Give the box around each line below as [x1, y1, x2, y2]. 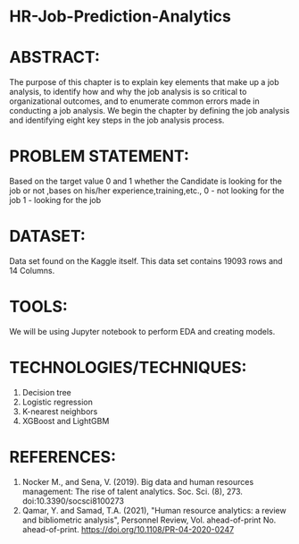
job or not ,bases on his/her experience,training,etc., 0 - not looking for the [9, 185, 285, 196]
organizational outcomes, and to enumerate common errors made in [9, 96, 261, 106]
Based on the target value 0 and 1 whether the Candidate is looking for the [9, 176, 283, 187]
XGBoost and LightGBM [21, 415, 110, 426]
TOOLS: [9, 297, 69, 317]
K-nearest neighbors [21, 405, 98, 417]
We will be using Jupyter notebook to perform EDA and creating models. [9, 326, 276, 336]
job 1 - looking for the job [9, 195, 102, 206]
